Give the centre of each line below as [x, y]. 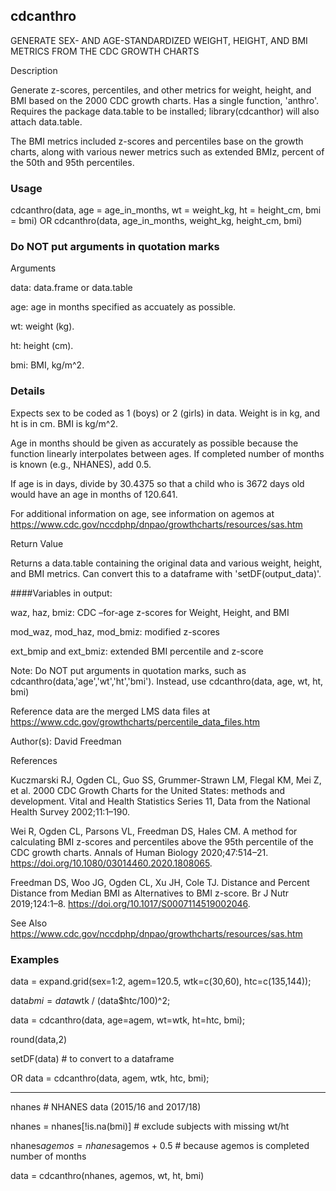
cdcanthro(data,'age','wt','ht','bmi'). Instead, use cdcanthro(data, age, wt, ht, [167, 681]
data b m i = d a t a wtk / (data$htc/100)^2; [90, 1000]
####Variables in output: [61, 593]
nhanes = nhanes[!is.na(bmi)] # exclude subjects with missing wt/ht [150, 1126]
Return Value [37, 543]
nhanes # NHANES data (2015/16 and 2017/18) [106, 1107]
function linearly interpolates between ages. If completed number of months [167, 453]
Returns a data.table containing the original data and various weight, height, [166, 563]
